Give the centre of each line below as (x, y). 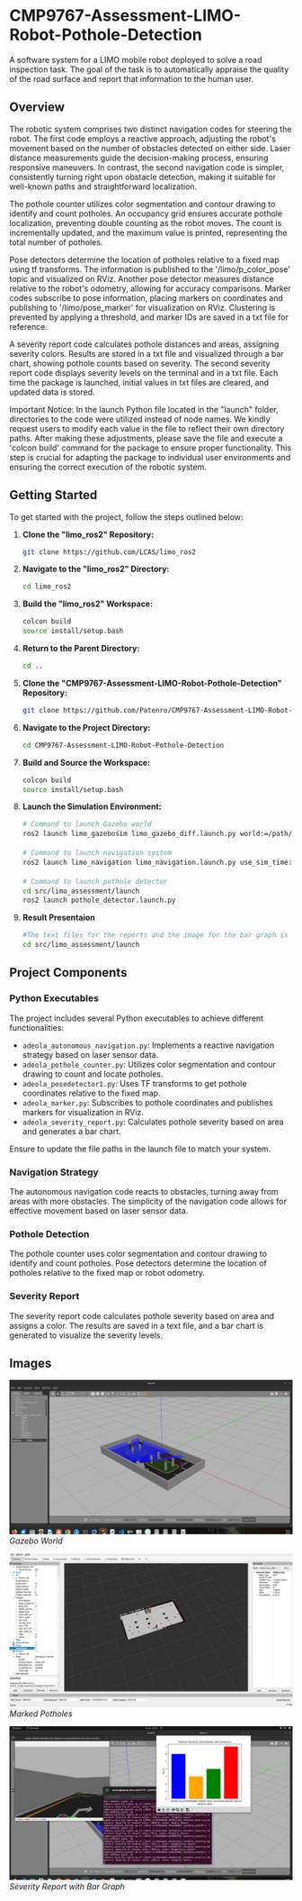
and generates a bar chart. (71, 1131)
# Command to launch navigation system (97, 853)
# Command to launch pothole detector (95, 881)
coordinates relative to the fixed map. (91, 1093)
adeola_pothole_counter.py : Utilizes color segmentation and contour (149, 1064)
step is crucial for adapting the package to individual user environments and (150, 457)
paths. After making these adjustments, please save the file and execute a (146, 438)
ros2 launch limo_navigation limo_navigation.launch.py (129, 862)
